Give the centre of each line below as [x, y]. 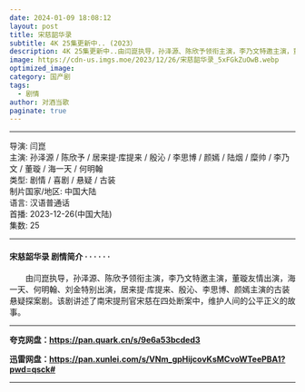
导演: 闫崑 [28, 146]
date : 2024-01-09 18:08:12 [60, 18]
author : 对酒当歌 [39, 102]
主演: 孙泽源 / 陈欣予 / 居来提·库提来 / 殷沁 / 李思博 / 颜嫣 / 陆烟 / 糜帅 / [141, 157]
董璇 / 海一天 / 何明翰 [64, 169]
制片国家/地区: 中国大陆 [53, 191]
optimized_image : [42, 69]
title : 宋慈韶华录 [41, 34]
